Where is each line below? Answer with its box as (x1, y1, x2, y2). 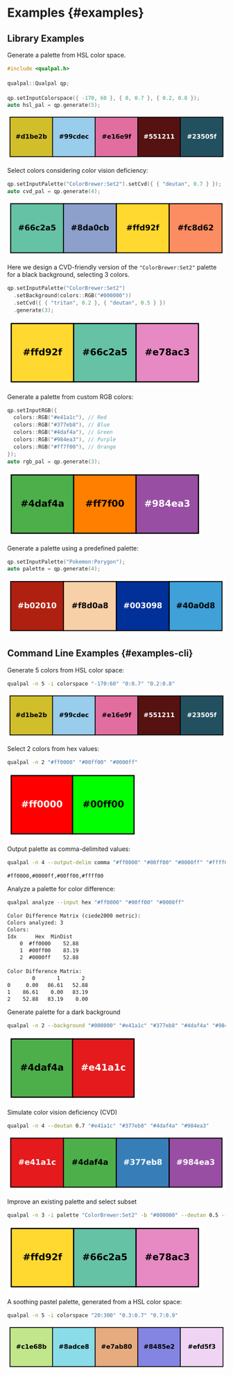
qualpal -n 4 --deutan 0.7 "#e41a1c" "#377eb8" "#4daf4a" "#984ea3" (7, 1122, 209, 1129)
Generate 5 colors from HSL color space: (7, 666, 125, 674)
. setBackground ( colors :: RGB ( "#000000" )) (13, 292, 132, 299)
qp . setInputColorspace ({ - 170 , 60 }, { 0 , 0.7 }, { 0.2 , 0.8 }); (7, 94, 200, 101)
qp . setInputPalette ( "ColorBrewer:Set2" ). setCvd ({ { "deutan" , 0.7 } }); (7, 180, 222, 187)
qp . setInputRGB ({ (7, 407, 58, 414)
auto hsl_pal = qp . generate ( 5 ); (7, 102, 101, 109)
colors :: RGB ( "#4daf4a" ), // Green (13, 429, 113, 436)
